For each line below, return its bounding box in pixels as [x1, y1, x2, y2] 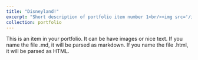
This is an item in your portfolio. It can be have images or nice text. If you [6, 36, 183, 43]
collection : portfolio [6, 19, 62, 25]
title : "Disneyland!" [6, 8, 60, 15]
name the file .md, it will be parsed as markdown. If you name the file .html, [6, 41, 189, 48]
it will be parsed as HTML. [6, 48, 70, 55]
